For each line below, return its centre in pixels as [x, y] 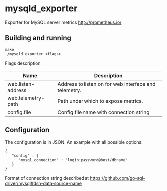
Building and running [38, 38]
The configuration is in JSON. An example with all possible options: [74, 142]
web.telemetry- [26, 98]
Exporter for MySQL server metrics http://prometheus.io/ [63, 22]
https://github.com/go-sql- [118, 178]
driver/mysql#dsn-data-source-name [43, 183]
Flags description [23, 63]
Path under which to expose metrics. [100, 101]
